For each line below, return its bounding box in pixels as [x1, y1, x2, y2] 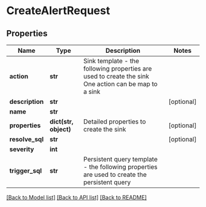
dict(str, [49, 117, 74, 126]
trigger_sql [9, 166, 42, 175]
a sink [83, 87, 101, 96]
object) [49, 125, 72, 133]
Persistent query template [83, 155, 158, 163]
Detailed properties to [83, 117, 146, 126]
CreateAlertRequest [6, 4, 110, 18]
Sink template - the [83, 57, 140, 65]
